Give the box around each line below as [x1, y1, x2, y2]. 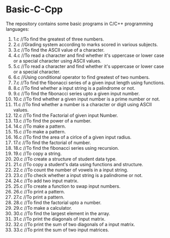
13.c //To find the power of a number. [13, 117, 92, 124]
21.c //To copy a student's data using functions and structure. [13, 161, 143, 167]
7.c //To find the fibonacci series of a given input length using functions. [13, 80, 165, 86]
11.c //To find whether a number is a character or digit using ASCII [13, 101, 152, 107]
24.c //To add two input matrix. [13, 177, 79, 184]
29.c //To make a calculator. [13, 205, 72, 211]
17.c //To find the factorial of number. [13, 140, 91, 146]
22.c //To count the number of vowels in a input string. [13, 167, 129, 173]
